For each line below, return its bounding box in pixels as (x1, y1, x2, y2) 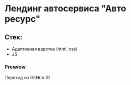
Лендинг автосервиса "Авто (4, 3, 126, 14)
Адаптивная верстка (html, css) (11, 46, 78, 52)
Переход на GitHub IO (4, 75, 50, 81)
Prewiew (4, 63, 26, 70)
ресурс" (4, 13, 41, 25)
